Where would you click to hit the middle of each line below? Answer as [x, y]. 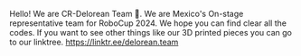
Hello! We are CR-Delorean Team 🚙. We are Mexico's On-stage [127, 14]
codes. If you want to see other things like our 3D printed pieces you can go [150, 32]
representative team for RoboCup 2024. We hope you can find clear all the [148, 23]
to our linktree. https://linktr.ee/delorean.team [94, 42]
